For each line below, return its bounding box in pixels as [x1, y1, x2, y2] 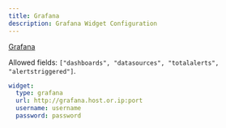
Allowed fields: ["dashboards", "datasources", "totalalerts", [8, 58, 220, 67]
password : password [15, 112, 82, 120]
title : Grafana [8, 11, 60, 20]
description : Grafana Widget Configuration [8, 19, 158, 28]
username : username [15, 105, 82, 113]
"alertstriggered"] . [8, 66, 76, 75]
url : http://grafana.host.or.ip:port [15, 96, 143, 105]
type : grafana [15, 89, 63, 97]
